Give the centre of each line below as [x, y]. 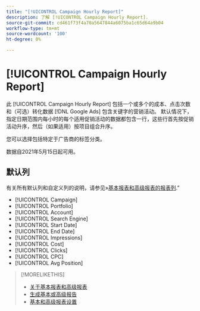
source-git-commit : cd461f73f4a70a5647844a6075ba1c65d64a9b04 [85, 23]
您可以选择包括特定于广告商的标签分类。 [56, 139]
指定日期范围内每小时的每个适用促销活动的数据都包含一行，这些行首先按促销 [100, 119]
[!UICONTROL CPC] [39, 256]
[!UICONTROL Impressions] [49, 237]
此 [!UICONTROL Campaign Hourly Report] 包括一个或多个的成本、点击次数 [99, 104]
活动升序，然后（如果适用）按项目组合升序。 [61, 126]
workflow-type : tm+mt [33, 28]
